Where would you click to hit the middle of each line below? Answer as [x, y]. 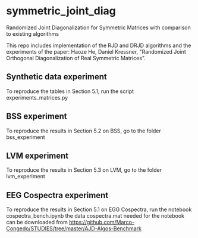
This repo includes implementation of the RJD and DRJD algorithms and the [99, 45]
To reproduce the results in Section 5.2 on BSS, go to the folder [84, 131]
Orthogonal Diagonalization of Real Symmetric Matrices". [76, 58]
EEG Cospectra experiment [57, 195]
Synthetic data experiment [56, 77]
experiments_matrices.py [37, 97]
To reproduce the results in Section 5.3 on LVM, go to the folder [84, 170]
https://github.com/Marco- [102, 222]
